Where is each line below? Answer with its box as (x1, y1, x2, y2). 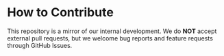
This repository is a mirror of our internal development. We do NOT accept (7, 27, 217, 35)
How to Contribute (7, 5, 114, 20)
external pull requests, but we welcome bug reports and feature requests (7, 34, 214, 42)
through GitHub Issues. (7, 41, 73, 49)
